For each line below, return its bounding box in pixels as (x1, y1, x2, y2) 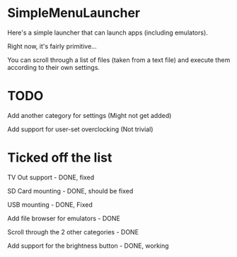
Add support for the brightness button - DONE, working (7, 241, 169, 250)
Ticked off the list (7, 150, 112, 166)
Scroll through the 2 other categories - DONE (7, 227, 139, 236)
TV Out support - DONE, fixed (7, 173, 95, 181)
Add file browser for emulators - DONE (7, 214, 120, 222)
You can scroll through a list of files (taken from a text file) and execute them (7, 55, 231, 64)
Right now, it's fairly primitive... (7, 42, 97, 50)
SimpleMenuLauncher (7, 5, 140, 21)
